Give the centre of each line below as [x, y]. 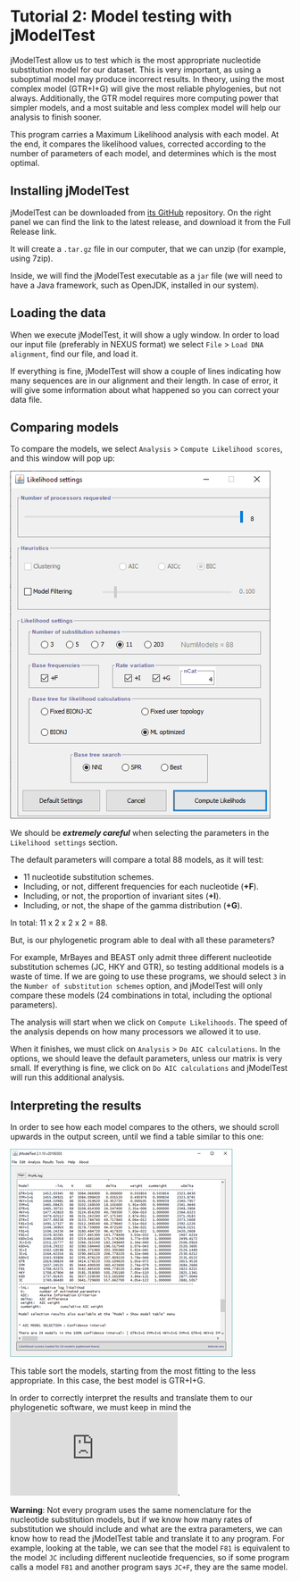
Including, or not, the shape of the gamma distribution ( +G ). [133, 906]
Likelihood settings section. [64, 842]
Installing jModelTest [70, 191]
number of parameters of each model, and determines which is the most [143, 153]
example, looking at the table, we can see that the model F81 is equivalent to [150, 1548]
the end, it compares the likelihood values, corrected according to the [138, 144]
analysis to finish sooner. [56, 117]
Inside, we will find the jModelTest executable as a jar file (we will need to [146, 275]
